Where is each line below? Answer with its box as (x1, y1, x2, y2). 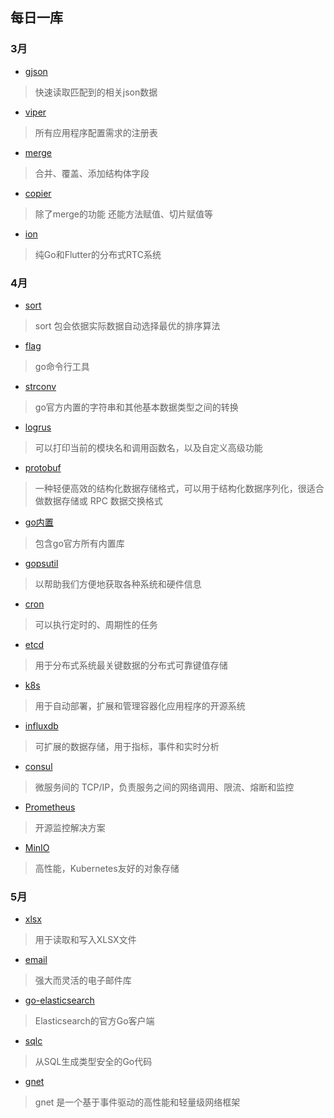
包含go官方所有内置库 (34, 537, 125, 549)
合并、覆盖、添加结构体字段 (34, 167, 150, 179)
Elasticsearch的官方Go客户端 (34, 1015, 155, 1027)
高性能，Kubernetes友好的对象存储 (34, 862, 180, 874)
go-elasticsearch (24, 994, 95, 1007)
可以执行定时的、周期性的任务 (34, 618, 158, 630)
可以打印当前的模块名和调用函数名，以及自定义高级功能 (34, 441, 263, 453)
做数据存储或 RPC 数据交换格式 (34, 494, 163, 507)
